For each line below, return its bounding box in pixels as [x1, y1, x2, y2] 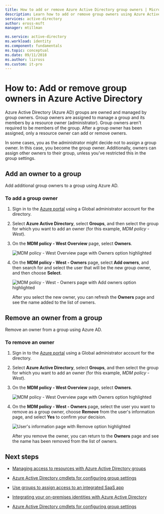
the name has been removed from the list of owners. [12, 438, 118, 444]
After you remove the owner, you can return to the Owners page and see [12, 433, 159, 439]
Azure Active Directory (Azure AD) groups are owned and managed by [5, 109, 147, 115]
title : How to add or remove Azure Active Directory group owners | [5, 7, 147, 12]
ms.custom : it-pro [5, 62, 42, 67]
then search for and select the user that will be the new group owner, [12, 265, 151, 271]
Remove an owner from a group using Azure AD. [5, 327, 102, 333]
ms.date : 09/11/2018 [5, 52, 47, 57]
